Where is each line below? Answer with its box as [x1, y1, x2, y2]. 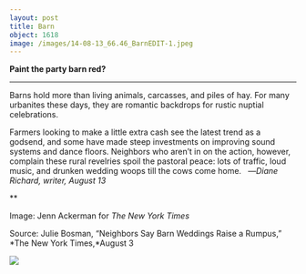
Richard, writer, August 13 [9, 175, 107, 187]
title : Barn [9, 22, 55, 31]
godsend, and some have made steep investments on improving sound [9, 137, 276, 147]
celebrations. [9, 109, 59, 120]
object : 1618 [9, 30, 59, 39]
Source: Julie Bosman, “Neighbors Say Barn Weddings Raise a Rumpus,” [9, 228, 282, 239]
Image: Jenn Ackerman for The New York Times [9, 210, 189, 221]
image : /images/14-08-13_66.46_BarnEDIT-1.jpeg [9, 38, 194, 48]
